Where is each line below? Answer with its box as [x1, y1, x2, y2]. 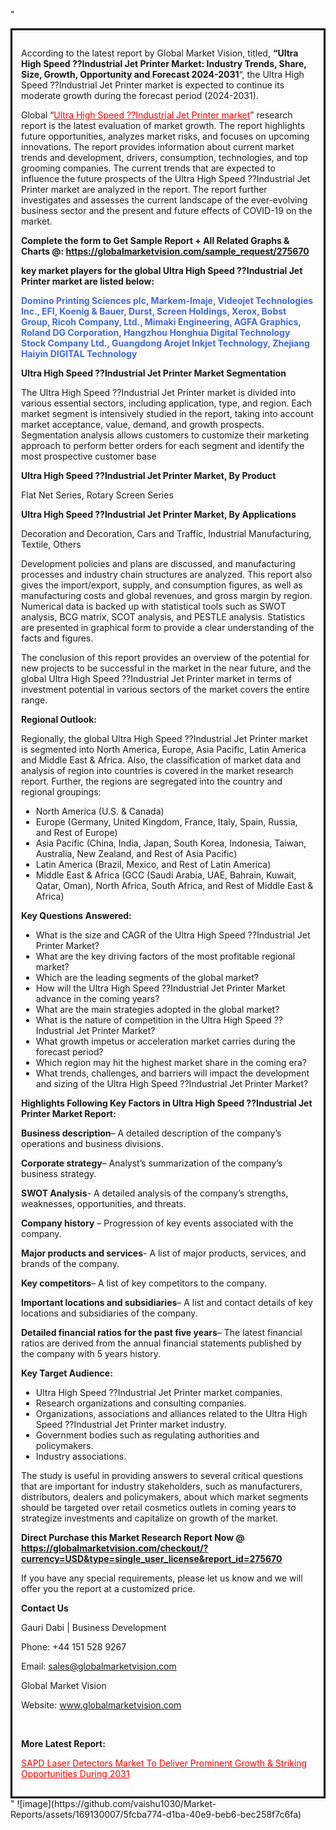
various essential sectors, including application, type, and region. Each [21, 397, 312, 409]
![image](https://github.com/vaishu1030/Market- [16, 1798, 217, 1809]
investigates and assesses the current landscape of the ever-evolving [21, 194, 308, 206]
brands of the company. [21, 1258, 120, 1269]
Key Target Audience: [21, 1367, 113, 1379]
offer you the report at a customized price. [21, 1583, 196, 1594]
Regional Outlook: [21, 714, 97, 725]
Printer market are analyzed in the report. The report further [21, 184, 268, 195]
